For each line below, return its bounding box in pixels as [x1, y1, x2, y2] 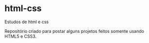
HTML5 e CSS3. [4, 33, 37, 39]
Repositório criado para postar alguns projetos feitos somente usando [4, 28, 144, 34]
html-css [4, 3, 42, 14]
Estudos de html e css [4, 19, 49, 25]
